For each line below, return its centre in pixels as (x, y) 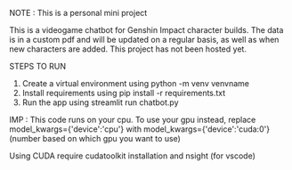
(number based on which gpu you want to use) (95, 138)
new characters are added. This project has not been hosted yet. (128, 49)
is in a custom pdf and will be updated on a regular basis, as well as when (144, 40)
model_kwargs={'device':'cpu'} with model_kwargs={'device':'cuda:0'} (139, 129)
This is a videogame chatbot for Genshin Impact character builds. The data (146, 30)
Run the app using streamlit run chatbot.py (101, 102)
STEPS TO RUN (38, 66)
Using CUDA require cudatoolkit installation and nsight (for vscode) (133, 156)
